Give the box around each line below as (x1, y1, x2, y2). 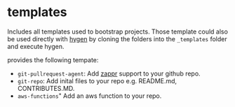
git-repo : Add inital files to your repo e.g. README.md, (17, 76, 177, 85)
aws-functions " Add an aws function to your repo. (17, 92, 162, 100)
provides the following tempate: (7, 55, 99, 64)
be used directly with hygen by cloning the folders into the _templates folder (7, 34, 227, 43)
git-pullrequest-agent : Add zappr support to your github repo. (17, 69, 201, 78)
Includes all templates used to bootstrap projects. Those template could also (7, 27, 228, 36)
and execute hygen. (7, 42, 65, 50)
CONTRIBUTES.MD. (17, 84, 75, 92)
